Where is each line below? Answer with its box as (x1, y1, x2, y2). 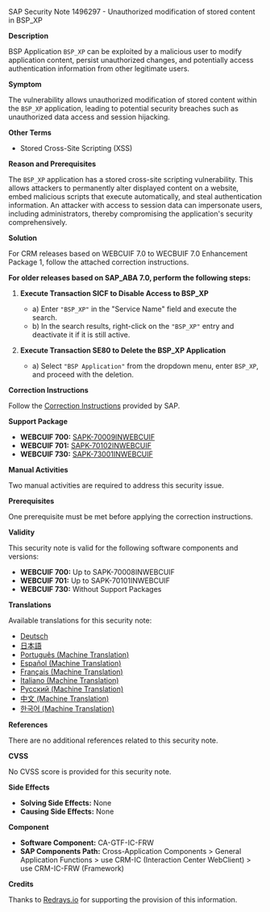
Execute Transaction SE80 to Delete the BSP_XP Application (19, 346, 226, 355)
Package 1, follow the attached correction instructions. (8, 257, 189, 267)
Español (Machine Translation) (19, 659, 122, 668)
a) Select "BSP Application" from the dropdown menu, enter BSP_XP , (31, 361, 260, 370)
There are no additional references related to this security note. (8, 735, 219, 745)
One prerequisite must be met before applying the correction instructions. (8, 512, 254, 521)
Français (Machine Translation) (19, 667, 123, 677)
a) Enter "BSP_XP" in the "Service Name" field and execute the (31, 304, 237, 314)
